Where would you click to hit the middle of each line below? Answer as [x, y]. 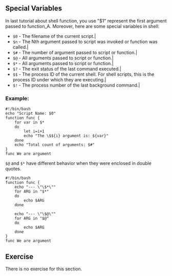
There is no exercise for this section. [44, 269]
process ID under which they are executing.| [59, 79]
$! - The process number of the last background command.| [76, 85]
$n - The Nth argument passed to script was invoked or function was [85, 41]
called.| [20, 47]
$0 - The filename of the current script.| [54, 36]
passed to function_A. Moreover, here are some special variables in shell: [82, 26]
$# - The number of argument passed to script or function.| [75, 52]
